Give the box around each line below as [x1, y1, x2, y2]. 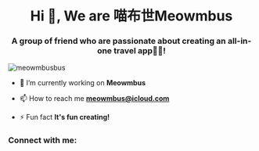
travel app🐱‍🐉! [113, 45, 167, 56]
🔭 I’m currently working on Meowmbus [19, 78, 146, 88]
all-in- [227, 36, 252, 47]
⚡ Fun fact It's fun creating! [19, 113, 110, 122]
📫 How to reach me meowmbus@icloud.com [19, 94, 170, 103]
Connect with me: [8, 135, 77, 146]
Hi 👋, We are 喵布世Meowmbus [30, 7, 233, 25]
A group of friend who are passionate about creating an [11, 36, 227, 47]
